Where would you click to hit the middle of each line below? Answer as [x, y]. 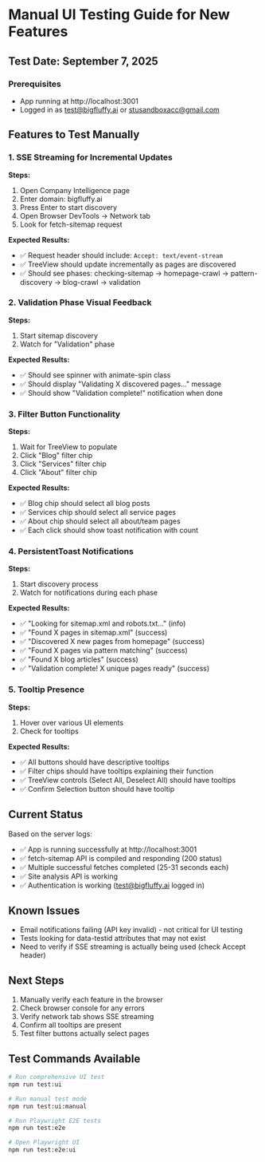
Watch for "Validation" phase [67, 344]
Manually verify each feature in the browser [91, 1000]
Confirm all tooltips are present [70, 1025]
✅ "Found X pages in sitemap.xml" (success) [94, 633]
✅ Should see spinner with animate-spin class [95, 375]
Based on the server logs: [51, 834]
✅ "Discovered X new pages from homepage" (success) [112, 642]
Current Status [46, 814]
